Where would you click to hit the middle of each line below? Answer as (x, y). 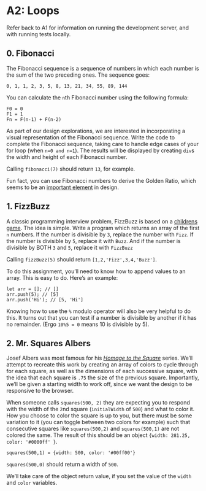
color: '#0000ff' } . (32, 442)
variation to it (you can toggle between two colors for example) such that (98, 422)
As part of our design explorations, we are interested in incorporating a (96, 131)
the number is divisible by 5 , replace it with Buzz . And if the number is (93, 241)
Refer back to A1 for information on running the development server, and (97, 28)
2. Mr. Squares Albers (48, 343)
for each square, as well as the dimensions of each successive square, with (102, 371)
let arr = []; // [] (33, 289)
